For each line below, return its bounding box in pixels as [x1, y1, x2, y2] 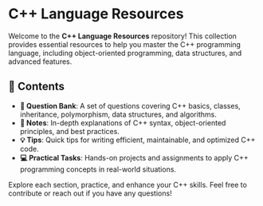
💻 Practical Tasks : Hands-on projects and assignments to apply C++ [19, 153, 249, 162]
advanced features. [8, 57, 73, 66]
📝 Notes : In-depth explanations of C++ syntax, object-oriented [19, 117, 226, 128]
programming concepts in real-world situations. [19, 164, 177, 174]
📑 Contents [8, 80, 65, 93]
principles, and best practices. [19, 126, 120, 136]
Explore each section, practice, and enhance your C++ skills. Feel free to [8, 180, 247, 189]
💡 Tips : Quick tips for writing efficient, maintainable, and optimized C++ [19, 135, 256, 145]
